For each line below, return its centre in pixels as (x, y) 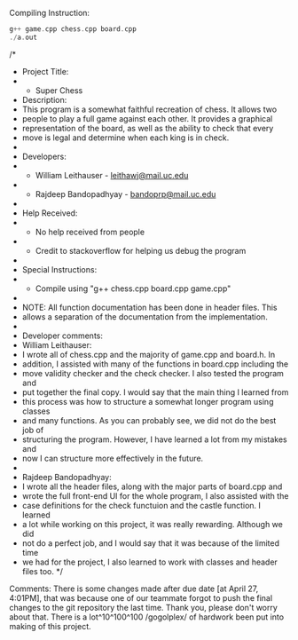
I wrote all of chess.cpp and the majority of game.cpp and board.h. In (149, 354)
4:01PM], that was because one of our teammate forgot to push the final (141, 597)
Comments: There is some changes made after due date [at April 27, (134, 589)
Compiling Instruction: (50, 13)
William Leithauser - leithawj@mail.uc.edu (112, 175)
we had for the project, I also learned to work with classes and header (149, 562)
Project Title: (45, 71)
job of (33, 430)
